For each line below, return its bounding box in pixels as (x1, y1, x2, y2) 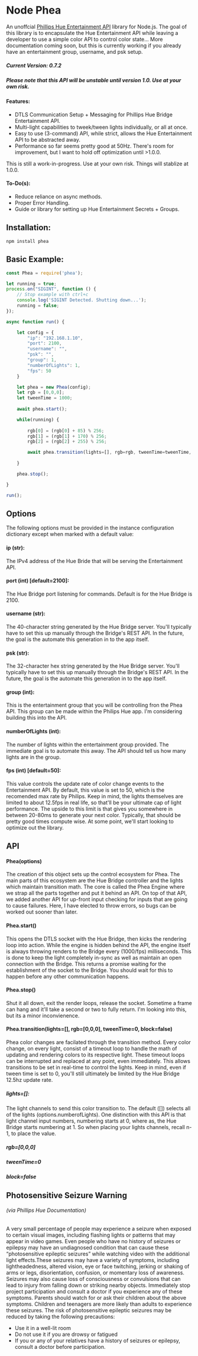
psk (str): (6, 649, 30, 656)
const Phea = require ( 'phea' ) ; (6, 270, 83, 276)
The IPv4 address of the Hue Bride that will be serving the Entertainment (6, 557, 183, 564)
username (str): (6, 610, 46, 617)
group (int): (6, 688, 35, 695)
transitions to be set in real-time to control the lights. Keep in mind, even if (6, 1064, 186, 1071)
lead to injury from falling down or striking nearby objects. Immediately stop (6, 1282, 190, 1289)
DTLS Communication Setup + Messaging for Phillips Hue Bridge (14, 110, 173, 118)
